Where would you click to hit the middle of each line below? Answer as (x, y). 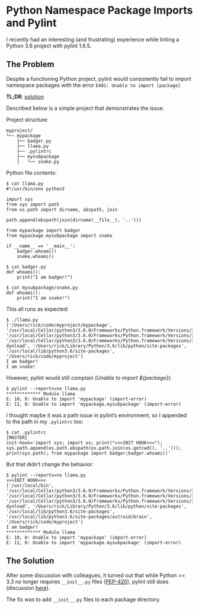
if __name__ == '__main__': (41, 246)
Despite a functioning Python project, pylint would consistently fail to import (99, 78)
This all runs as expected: (38, 309)
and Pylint (31, 23)
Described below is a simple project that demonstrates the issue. (85, 108)
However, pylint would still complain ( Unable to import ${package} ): (89, 377)
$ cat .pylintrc (26, 432)
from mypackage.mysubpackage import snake (59, 235)
